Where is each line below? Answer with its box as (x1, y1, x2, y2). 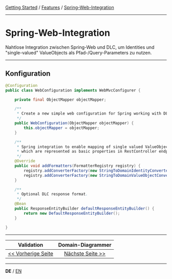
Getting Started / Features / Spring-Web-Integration (5, 5, 114, 10)
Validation (17, 241, 44, 248)
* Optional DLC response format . (16, 192, 88, 197)
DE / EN (5, 268, 22, 274)
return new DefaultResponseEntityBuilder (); (24, 211, 120, 216)
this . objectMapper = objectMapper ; (24, 125, 100, 131)
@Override (14, 159, 36, 164)
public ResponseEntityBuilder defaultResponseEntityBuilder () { (14, 206, 155, 211)
